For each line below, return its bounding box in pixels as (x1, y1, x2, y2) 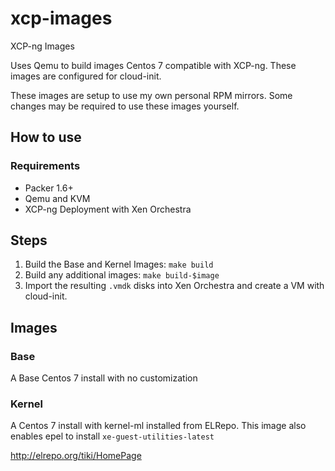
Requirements (10, 159, 81, 173)
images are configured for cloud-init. (10, 70, 162, 82)
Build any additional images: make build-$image (24, 269, 220, 281)
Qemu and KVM (24, 192, 91, 204)
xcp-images (10, 7, 113, 30)
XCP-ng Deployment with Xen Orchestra (24, 203, 192, 215)
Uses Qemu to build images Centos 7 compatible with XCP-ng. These (10, 59, 297, 71)
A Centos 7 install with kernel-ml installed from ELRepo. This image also (10, 420, 307, 432)
